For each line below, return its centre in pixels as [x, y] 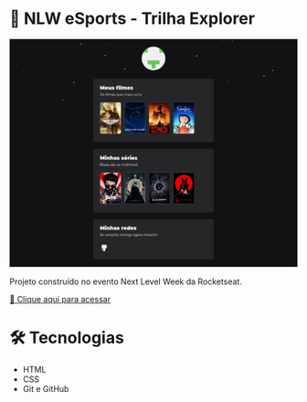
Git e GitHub [46, 389]
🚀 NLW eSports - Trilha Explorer [132, 19]
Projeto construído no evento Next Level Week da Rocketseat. [126, 281]
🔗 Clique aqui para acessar [60, 300]
